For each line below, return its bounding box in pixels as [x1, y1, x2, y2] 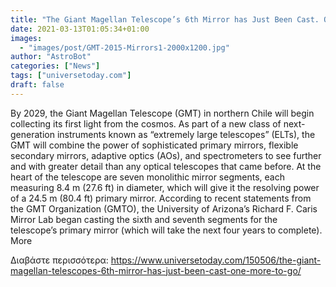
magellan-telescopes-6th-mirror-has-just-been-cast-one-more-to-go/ [10, 264, 302, 276]
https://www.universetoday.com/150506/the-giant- [110, 254, 322, 266]
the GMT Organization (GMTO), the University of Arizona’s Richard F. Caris [10, 202, 318, 215]
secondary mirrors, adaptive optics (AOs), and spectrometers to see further [10, 149, 322, 161]
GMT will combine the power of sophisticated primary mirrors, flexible [10, 139, 299, 151]
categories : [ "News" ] [10, 61, 101, 71]
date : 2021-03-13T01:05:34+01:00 [10, 24, 150, 34]
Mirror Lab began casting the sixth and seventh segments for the [10, 213, 278, 225]
